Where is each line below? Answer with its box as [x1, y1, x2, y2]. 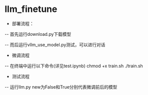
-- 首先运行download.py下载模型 [4, 31, 72, 37]
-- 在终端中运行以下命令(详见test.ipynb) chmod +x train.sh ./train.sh [4, 63, 144, 69]
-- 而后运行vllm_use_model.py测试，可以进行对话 [4, 41, 105, 48]
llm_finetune [4, 3, 58, 15]
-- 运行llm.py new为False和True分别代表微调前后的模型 [4, 84, 118, 90]
